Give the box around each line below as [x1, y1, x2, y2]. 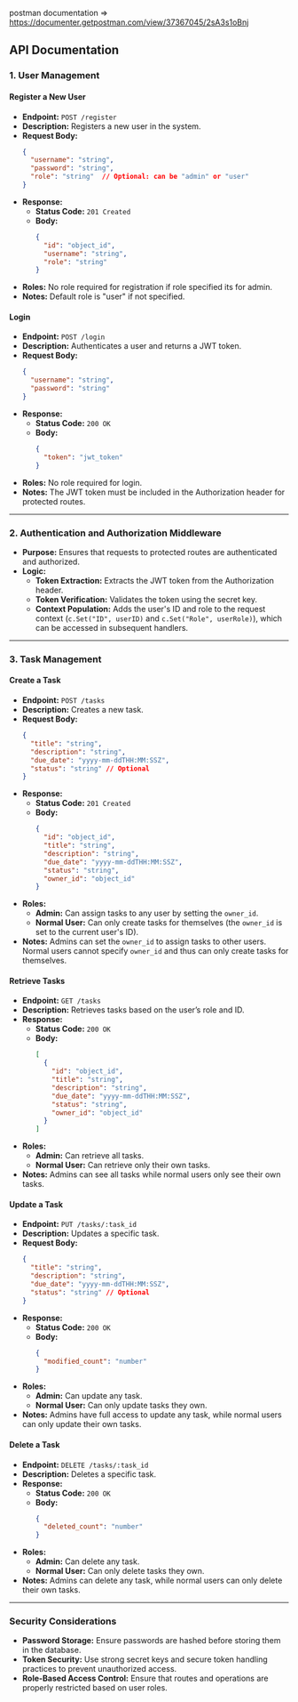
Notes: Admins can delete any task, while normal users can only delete [21, 1575, 283, 1586]
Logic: [21, 565, 46, 577]
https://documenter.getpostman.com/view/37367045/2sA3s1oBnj [9, 17, 249, 28]
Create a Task [9, 675, 61, 686]
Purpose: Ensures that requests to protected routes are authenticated [21, 546, 278, 557]
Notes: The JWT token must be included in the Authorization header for [21, 487, 286, 497]
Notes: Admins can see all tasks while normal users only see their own [21, 1169, 281, 1180]
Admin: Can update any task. [35, 1391, 143, 1401]
